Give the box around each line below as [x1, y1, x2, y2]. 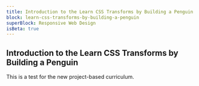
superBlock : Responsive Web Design [6, 20, 96, 26]
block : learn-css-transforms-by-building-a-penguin [6, 14, 139, 20]
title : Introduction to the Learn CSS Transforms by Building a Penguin [6, 8, 194, 15]
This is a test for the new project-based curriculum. [6, 73, 134, 81]
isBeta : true [6, 25, 39, 32]
